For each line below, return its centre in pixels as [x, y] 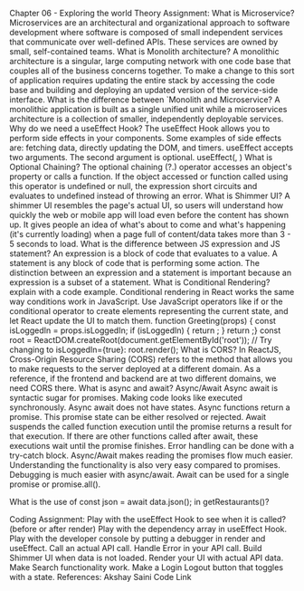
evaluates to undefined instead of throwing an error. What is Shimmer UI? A [150, 195]
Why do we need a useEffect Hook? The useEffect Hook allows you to [140, 129]
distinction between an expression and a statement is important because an [151, 272]
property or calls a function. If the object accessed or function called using [149, 176]
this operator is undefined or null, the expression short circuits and [133, 186]
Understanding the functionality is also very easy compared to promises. [145, 465]
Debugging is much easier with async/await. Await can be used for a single [149, 475]
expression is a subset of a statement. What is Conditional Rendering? [140, 282]
